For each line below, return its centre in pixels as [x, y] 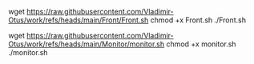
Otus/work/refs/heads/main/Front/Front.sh [79, 20]
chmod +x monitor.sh [201, 44]
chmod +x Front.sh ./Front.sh [198, 20]
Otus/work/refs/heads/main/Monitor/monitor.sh [87, 44]
